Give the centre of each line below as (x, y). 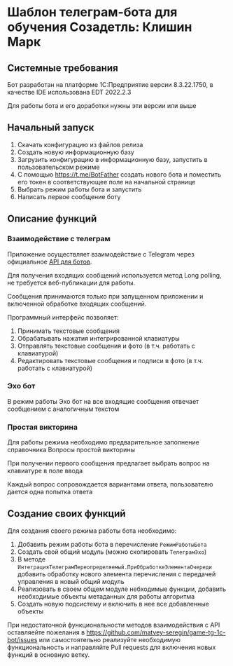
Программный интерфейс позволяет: (63, 317)
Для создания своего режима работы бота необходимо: (92, 531)
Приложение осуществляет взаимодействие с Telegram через (101, 254)
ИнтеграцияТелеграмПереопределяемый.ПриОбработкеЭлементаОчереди (114, 567)
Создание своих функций (66, 514)
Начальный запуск (51, 128)
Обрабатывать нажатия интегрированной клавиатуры (98, 338)
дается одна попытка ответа (50, 492)
